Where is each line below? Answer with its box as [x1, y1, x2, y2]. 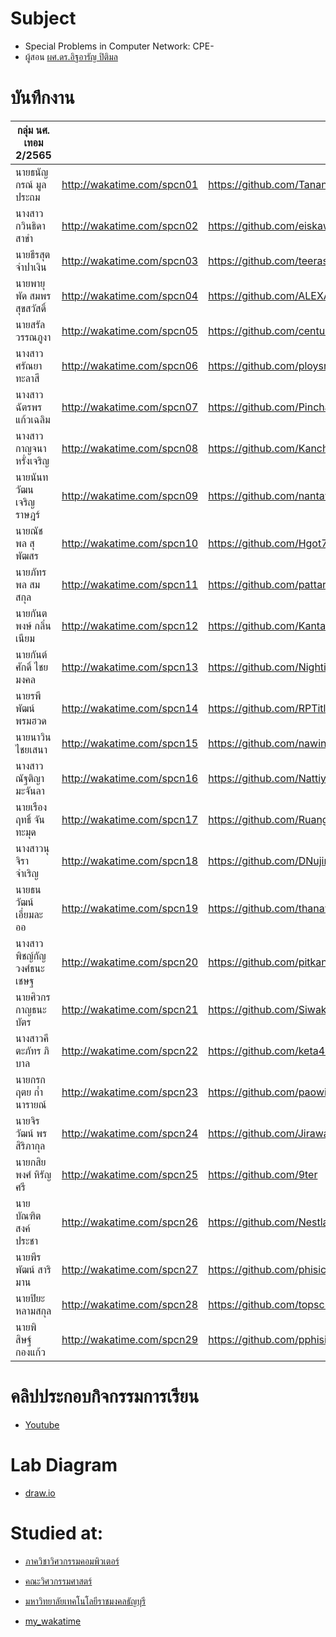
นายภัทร [15, 565, 47, 579]
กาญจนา [15, 441, 47, 455]
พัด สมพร [15, 288, 52, 302]
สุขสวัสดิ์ [15, 301, 47, 315]
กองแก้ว [15, 1345, 46, 1359]
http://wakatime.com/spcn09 [61, 488, 199, 502]
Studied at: [10, 1522, 104, 1544]
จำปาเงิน [15, 260, 47, 274]
